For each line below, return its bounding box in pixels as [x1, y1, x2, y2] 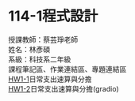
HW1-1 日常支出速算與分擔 [8, 74, 93, 84]
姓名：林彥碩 [8, 44, 50, 54]
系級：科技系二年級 [8, 54, 71, 64]
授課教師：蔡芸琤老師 [8, 35, 78, 44]
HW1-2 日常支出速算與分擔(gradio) [8, 84, 119, 93]
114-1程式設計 [8, 7, 98, 25]
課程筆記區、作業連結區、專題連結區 [8, 64, 127, 73]
